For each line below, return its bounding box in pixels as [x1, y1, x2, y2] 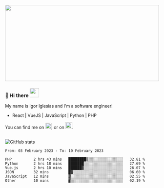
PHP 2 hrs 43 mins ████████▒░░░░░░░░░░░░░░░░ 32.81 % [5, 157, 145, 162]
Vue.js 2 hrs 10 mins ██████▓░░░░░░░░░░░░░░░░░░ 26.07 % [5, 166, 145, 170]
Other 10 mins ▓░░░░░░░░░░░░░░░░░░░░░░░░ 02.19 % [5, 178, 145, 183]
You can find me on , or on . [5, 124, 74, 131]
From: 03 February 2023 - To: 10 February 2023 [5, 149, 104, 153]
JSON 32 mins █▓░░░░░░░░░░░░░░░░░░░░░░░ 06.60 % [5, 170, 145, 175]
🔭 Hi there [5, 92, 29, 99]
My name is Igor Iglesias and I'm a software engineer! [5, 103, 113, 109]
